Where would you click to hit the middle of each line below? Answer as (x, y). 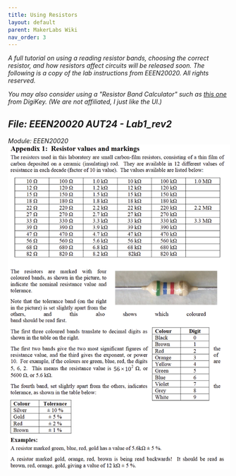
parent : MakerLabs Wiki (43, 30)
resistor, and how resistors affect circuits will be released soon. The (106, 66)
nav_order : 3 (27, 37)
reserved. (22, 80)
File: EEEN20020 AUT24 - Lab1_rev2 (90, 124)
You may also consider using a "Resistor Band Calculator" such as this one (118, 94)
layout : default (32, 22)
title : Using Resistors (43, 15)
